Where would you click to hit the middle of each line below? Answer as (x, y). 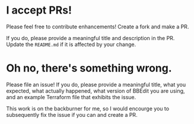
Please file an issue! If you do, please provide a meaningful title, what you (96, 84)
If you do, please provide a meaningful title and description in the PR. (90, 38)
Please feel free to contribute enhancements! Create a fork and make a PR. (98, 27)
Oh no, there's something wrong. (89, 68)
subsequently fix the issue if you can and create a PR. (72, 115)
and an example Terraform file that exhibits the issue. (71, 97)
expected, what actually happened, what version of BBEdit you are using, (96, 91)
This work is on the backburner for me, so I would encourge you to (88, 108)
